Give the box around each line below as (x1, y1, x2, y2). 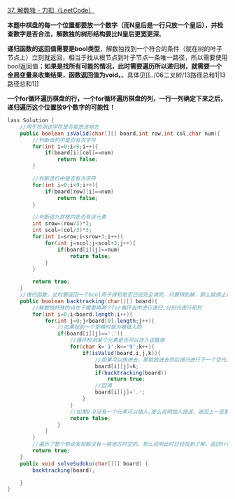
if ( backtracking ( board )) (94, 369, 168, 376)
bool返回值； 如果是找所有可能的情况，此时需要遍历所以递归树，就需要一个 (7, 62, 222, 70)
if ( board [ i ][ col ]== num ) (44, 150, 114, 157)
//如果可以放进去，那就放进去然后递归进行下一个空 (94, 356, 222, 363)
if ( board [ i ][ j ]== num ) (57, 246, 120, 253)
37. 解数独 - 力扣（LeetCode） (7, 6, 95, 14)
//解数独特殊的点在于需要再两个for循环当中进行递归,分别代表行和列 (32, 304, 203, 311)
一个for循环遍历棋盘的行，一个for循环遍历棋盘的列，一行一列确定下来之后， (7, 94, 227, 103)
